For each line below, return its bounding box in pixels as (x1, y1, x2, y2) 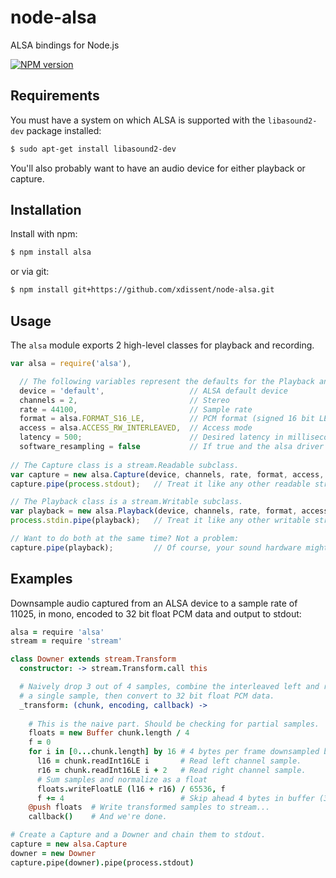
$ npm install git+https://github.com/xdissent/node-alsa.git (10, 285, 275, 295)
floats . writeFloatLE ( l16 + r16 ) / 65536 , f (36, 784, 226, 794)
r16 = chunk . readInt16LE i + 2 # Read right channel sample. (36, 765, 307, 775)
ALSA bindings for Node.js (10, 39, 120, 51)
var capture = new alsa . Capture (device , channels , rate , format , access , (10, 469, 325, 480)
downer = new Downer (10, 848, 97, 858)
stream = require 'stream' (10, 636, 123, 646)
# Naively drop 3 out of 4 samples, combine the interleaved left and (19, 682, 320, 692)
